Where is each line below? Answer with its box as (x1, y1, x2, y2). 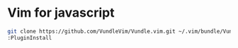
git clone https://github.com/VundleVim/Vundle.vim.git (7, 28, 176, 35)
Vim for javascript (7, 5, 115, 21)
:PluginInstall (7, 34, 52, 41)
